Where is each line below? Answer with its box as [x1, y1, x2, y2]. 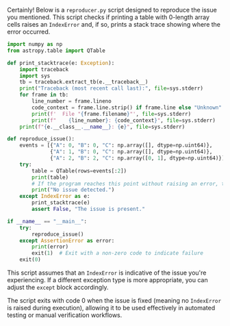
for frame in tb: [19, 92, 69, 99]
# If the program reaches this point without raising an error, [31, 180, 219, 187]
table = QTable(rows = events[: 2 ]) [31, 167, 127, 174]
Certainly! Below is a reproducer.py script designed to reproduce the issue [7, 6, 217, 14]
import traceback [19, 66, 69, 73]
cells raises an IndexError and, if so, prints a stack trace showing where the [7, 21, 221, 28]
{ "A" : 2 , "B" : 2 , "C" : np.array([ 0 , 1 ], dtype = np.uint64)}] [50, 155, 225, 162]
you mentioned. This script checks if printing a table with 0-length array [7, 13, 210, 21]
